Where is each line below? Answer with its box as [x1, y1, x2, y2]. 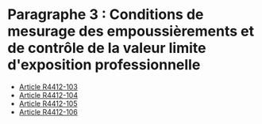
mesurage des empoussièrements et [7, 22, 255, 40]
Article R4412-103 [18, 81, 79, 92]
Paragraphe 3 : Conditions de [7, 6, 204, 24]
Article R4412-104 [18, 90, 79, 100]
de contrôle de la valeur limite [7, 39, 206, 57]
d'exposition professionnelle [7, 56, 201, 74]
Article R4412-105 [18, 99, 78, 108]
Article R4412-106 [18, 107, 79, 116]
